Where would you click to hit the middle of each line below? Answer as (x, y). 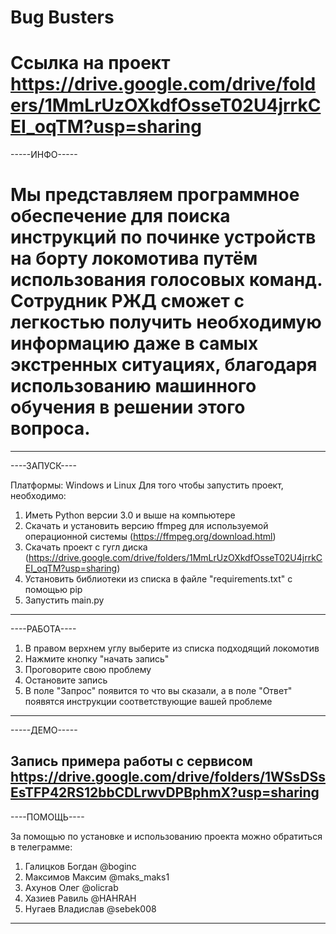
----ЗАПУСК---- (43, 466)
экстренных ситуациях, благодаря (164, 365)
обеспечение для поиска (120, 216)
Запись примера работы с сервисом (131, 761)
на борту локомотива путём (134, 258)
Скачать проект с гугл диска (86, 547)
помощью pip (53, 590)
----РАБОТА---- (43, 629)
